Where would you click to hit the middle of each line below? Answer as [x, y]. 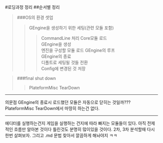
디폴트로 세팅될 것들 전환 [65, 63]
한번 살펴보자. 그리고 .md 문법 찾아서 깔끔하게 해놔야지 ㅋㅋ [61, 135]
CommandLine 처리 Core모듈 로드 [74, 38]
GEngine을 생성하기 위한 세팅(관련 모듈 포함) [71, 28]
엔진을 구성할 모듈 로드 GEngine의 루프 [78, 50]
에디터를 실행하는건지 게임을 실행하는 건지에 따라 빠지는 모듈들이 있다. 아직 [76, 123]
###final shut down [36, 78]
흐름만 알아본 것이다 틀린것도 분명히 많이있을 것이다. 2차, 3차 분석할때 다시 [84, 129]
